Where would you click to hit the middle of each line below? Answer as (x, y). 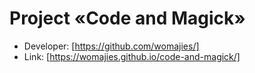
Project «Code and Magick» (127, 18)
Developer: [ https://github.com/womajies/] (111, 46)
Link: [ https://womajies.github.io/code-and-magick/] (132, 56)
